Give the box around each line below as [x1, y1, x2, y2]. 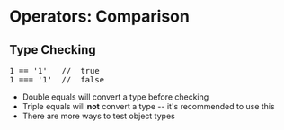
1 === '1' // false [9, 74, 105, 84]
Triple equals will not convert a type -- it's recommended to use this [22, 101, 276, 111]
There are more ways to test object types [22, 110, 175, 121]
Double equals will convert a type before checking [22, 91, 209, 102]
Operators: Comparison [9, 6, 191, 27]
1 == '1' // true [9, 65, 101, 75]
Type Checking [9, 42, 96, 57]
